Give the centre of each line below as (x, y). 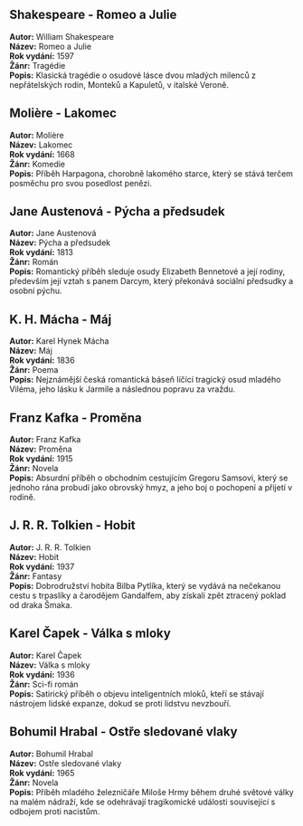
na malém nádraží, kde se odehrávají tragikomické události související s (142, 802)
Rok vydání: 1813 (42, 252)
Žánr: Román (34, 262)
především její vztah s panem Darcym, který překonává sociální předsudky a (151, 281)
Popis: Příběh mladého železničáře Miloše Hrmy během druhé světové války (151, 792)
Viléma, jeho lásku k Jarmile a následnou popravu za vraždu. (123, 389)
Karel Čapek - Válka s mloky (90, 634)
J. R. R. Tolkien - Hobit (72, 525)
